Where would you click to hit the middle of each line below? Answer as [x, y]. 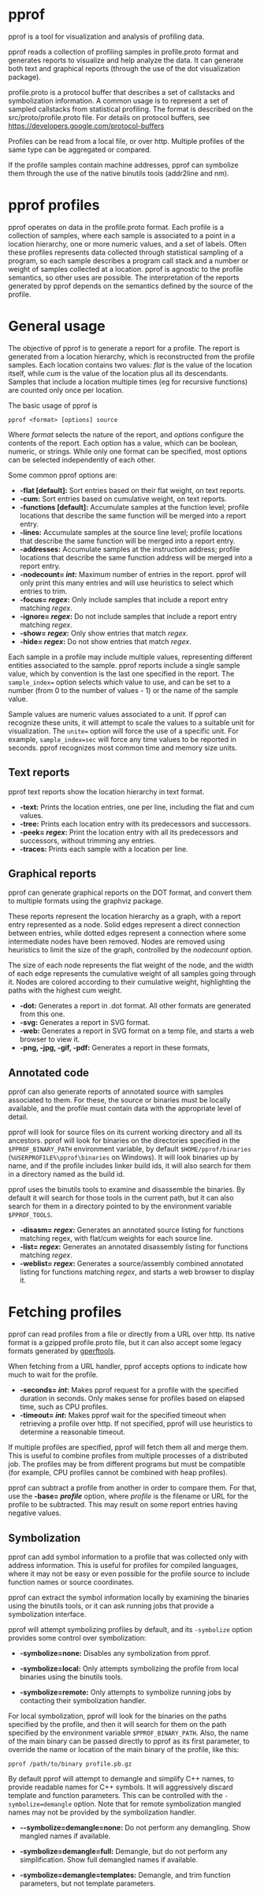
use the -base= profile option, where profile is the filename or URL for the [128, 1496]
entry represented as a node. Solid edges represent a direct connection [124, 925]
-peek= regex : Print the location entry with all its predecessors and [129, 832]
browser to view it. [50, 1039]
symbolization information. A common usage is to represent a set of [118, 100]
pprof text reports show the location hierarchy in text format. [106, 791]
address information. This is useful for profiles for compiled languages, [123, 1565]
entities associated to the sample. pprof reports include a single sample [124, 665]
